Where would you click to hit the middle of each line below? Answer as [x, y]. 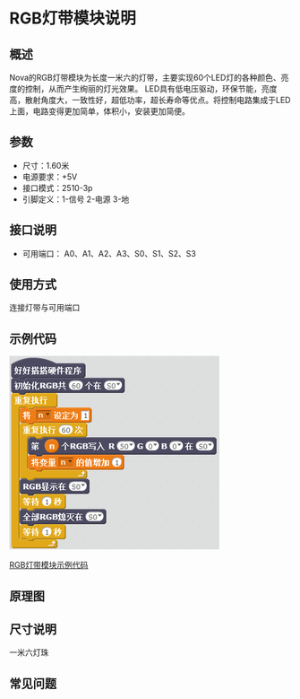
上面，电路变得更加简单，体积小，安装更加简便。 [99, 111]
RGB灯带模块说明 [73, 18]
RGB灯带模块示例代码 [49, 565]
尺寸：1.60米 [46, 165]
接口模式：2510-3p [57, 188]
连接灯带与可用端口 [45, 308]
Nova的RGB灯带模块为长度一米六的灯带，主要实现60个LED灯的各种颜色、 [145, 78]
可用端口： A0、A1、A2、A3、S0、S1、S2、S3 [109, 253]
